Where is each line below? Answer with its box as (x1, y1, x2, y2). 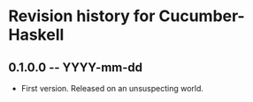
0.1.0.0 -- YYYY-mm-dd (8, 60, 143, 75)
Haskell (8, 25, 65, 45)
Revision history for (8, 6, 156, 26)
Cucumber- (158, 6, 245, 26)
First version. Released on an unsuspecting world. (20, 84, 204, 93)
